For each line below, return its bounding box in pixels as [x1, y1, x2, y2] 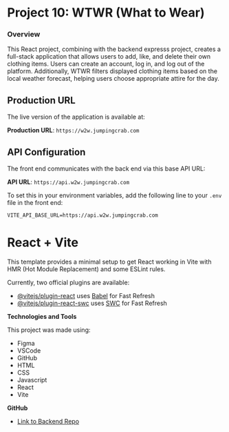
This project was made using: [7, 326, 91, 334]
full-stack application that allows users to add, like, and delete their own [7, 52, 211, 61]
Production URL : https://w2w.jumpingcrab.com [7, 126, 140, 135]
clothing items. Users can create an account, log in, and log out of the [7, 60, 205, 68]
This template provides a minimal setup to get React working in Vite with [7, 257, 212, 266]
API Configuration [7, 146, 86, 158]
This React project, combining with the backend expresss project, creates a [7, 45, 221, 53]
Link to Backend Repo [17, 418, 80, 426]
